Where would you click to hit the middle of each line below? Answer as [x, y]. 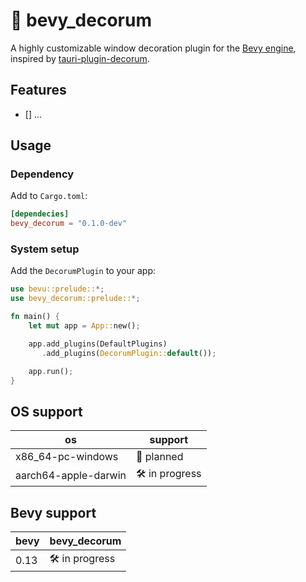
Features [38, 90]
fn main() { [35, 317]
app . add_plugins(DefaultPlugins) [98, 344]
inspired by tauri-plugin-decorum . [80, 58]
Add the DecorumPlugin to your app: [83, 271]
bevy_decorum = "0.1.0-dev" [69, 224]
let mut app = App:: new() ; [84, 326]
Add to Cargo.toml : [49, 196]
